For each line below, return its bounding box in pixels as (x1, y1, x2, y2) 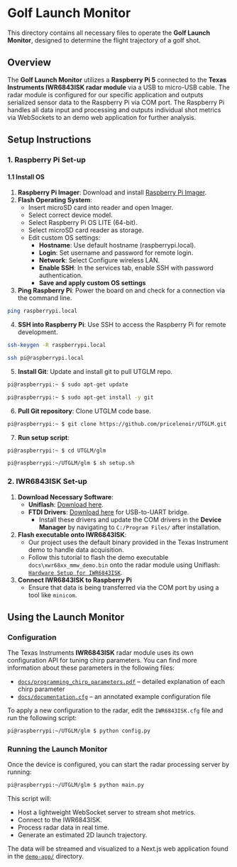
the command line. (17, 294, 72, 302)
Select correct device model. (28, 211, 114, 219)
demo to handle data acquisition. (28, 545, 124, 554)
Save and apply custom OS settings (38, 279, 146, 287)
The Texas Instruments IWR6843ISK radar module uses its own (7, 648, 194, 657)
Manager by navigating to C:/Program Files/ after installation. (38, 523, 221, 531)
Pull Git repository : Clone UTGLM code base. (17, 407, 151, 415)
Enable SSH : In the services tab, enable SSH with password (38, 264, 214, 272)
